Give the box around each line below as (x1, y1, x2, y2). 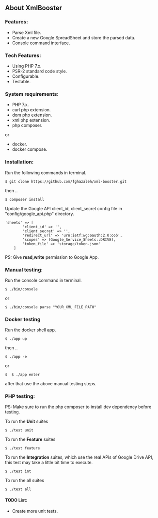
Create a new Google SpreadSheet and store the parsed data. (12, 35, 136, 40)
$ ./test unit (5, 428, 34, 433)
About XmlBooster (5, 4, 62, 12)
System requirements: (5, 90, 59, 97)
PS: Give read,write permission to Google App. (5, 254, 99, 260)
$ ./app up (5, 337, 27, 341)
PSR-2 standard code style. (12, 68, 67, 74)
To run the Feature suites (5, 436, 56, 442)
